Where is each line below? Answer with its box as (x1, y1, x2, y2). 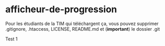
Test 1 (5, 36, 18, 42)
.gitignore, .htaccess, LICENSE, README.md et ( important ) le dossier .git (5, 26, 160, 32)
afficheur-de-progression (5, 4, 117, 15)
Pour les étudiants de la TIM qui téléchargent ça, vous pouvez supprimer (5, 20, 159, 27)
